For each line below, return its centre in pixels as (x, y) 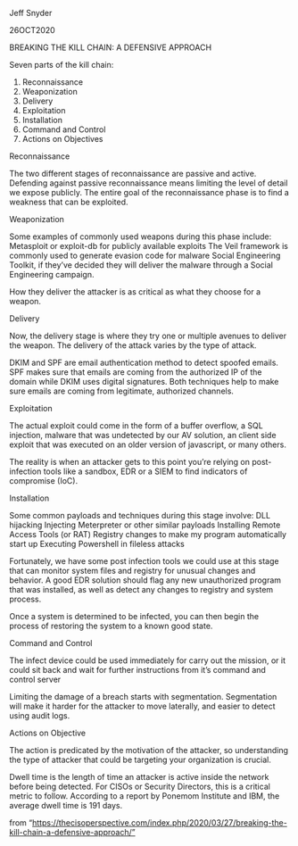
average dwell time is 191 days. (66, 805)
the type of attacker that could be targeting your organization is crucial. (141, 759)
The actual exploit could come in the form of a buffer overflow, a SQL (136, 426)
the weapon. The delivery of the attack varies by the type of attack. (133, 345)
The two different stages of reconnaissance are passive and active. (133, 174)
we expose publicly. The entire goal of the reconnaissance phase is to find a (149, 192)
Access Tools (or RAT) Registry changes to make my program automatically (148, 534)
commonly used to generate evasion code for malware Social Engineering (145, 255)
